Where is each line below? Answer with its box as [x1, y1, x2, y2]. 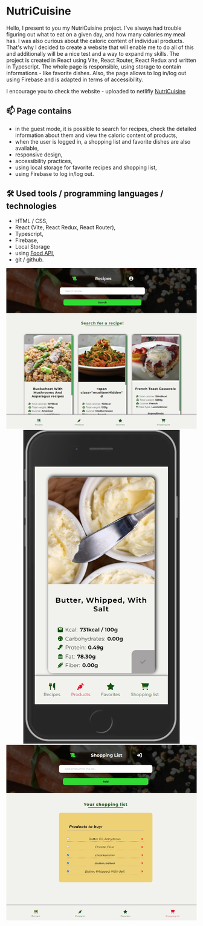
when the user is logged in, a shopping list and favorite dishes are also [14, 138, 191, 145]
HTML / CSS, [14, 217, 48, 224]
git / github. [14, 256, 44, 263]
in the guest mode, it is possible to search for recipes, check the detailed [14, 125, 196, 132]
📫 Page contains [6, 106, 72, 116]
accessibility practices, [14, 157, 72, 164]
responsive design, [14, 150, 63, 158]
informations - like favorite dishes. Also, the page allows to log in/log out [6, 69, 187, 76]
